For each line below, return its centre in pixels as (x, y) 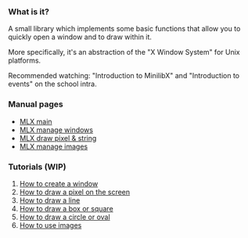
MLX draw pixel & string (58, 138)
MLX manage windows (56, 130)
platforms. (25, 60)
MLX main (36, 121)
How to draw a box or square (66, 208)
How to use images (50, 225)
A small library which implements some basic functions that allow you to (124, 29)
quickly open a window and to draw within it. (80, 37)
